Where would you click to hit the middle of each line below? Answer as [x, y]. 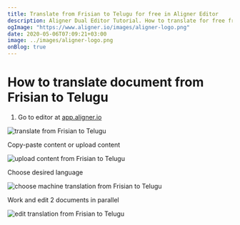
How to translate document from [106, 82]
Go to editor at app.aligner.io [60, 117]
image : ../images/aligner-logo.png [60, 41]
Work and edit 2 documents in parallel [63, 199]
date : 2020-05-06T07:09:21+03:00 [57, 34]
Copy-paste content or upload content [64, 145]
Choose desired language [45, 172]
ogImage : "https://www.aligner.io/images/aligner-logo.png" [99, 27]
